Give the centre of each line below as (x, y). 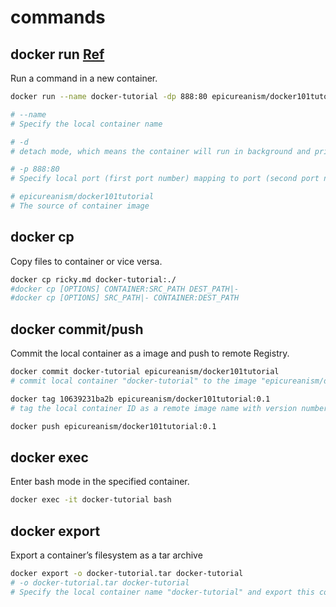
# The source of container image (80, 206)
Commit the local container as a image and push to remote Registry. (150, 353)
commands (58, 17)
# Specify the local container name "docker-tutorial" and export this (162, 592)
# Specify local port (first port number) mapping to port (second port (165, 179)
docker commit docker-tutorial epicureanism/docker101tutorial (145, 372)
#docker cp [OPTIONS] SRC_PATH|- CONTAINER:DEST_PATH (125, 298)
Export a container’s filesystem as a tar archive (106, 555)
